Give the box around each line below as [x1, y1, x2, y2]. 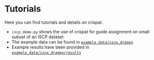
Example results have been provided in [11, 44, 89, 50]
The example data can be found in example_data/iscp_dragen [11, 39, 134, 45]
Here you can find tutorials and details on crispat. [4, 19, 103, 25]
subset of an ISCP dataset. [11, 34, 65, 40]
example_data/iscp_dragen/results [11, 50, 81, 55]
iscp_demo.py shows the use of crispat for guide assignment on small [11, 29, 150, 34]
